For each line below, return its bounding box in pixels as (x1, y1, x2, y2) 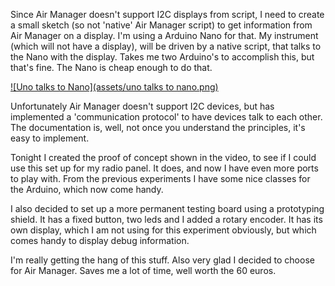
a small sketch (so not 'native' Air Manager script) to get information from (10, 19, 313, 31)
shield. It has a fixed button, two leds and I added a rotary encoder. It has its (10, 214, 323, 225)
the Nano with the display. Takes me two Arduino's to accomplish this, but (10, 51, 315, 63)
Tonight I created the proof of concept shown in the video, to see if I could (10, 152, 317, 163)
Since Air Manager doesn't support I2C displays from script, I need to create (10, 9, 325, 20)
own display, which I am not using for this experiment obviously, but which (10, 224, 317, 236)
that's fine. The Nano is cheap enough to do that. (10, 62, 213, 73)
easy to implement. (10, 132, 90, 144)
